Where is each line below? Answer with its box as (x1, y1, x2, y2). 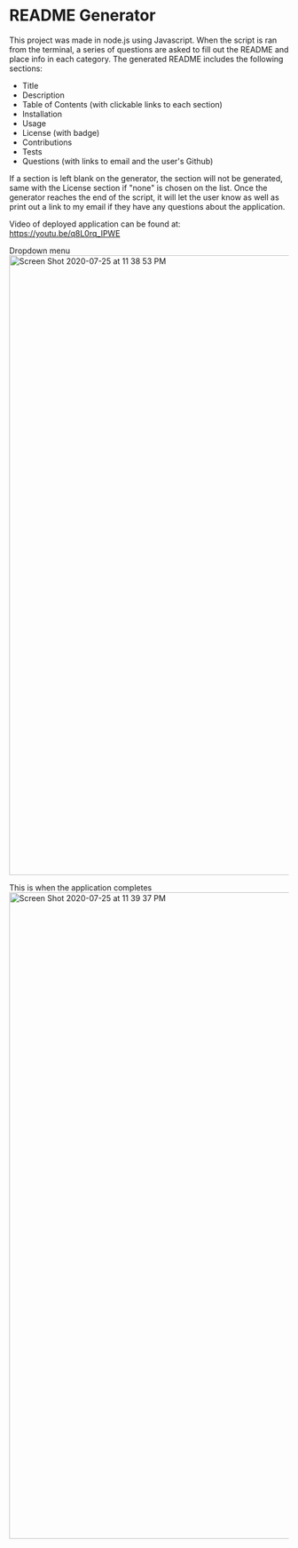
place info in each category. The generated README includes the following (9, 53, 284, 64)
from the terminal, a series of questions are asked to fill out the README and (9, 44, 289, 54)
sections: (9, 63, 43, 74)
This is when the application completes (9, 882, 153, 893)
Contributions (21, 137, 73, 148)
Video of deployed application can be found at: (9, 219, 181, 229)
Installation (21, 108, 63, 119)
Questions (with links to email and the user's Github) (21, 156, 214, 166)
